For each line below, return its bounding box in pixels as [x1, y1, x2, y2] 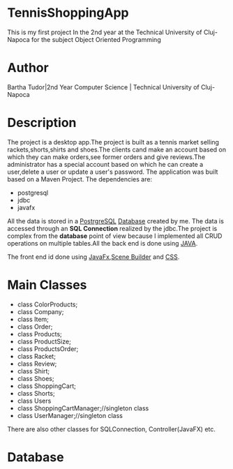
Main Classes [7, 277, 87, 292]
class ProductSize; [17, 337, 71, 345]
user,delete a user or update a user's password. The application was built [7, 167, 218, 176]
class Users [17, 396, 52, 405]
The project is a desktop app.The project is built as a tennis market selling [7, 137, 220, 146]
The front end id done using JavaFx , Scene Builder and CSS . [7, 253, 180, 261]
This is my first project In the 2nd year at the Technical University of [7, 28, 202, 36]
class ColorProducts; [17, 300, 78, 308]
